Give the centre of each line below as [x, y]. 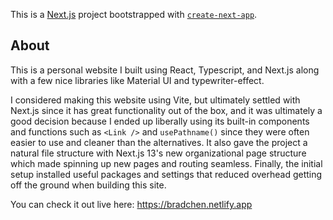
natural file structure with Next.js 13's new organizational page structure [158, 153]
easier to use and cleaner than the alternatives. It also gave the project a [159, 142]
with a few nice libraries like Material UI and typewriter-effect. [137, 80]
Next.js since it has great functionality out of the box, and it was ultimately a [166, 110]
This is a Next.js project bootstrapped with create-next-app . [134, 14]
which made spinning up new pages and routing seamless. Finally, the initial [166, 163]
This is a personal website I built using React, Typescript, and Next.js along [165, 70]
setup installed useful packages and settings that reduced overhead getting [166, 174]
